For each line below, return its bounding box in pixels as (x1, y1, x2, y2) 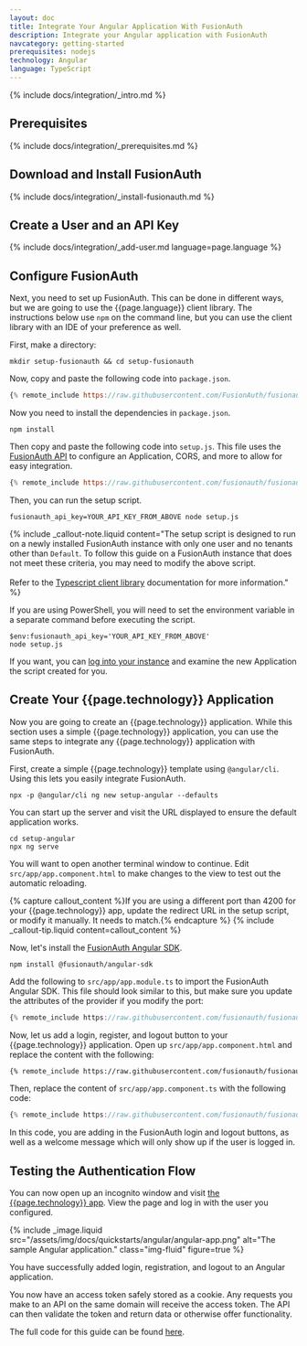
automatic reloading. (9, 877, 87, 888)
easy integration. (9, 461, 73, 471)
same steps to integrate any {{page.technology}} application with (9, 735, 256, 746)
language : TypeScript (9, 65, 92, 74)
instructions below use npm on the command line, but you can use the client (9, 312, 292, 323)
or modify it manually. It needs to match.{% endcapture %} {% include (9, 914, 274, 925)
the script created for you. (9, 665, 108, 677)
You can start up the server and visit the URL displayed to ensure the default (9, 807, 297, 817)
